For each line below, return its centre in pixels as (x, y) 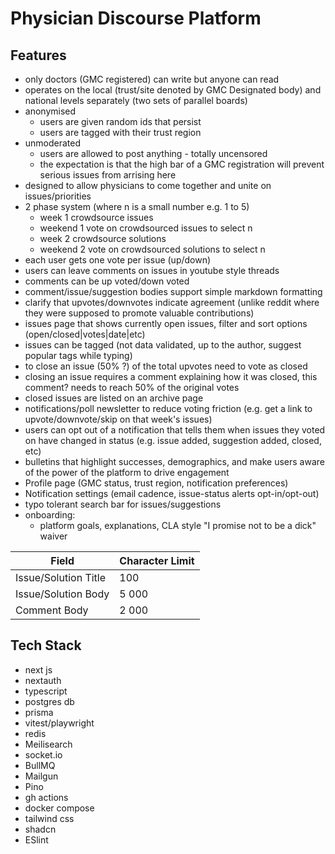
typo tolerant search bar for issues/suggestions (123, 504)
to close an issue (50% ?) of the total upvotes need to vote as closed (166, 366)
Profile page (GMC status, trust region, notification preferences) (156, 483)
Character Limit (157, 560)
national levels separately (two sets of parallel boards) (136, 100)
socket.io (43, 754)
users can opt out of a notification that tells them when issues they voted (175, 430)
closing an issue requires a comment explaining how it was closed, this (171, 376)
